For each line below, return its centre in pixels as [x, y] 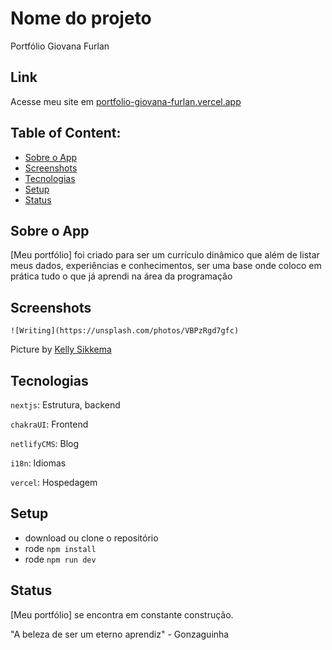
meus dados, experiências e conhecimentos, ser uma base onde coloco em [166, 266]
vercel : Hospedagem [54, 482]
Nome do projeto [81, 18]
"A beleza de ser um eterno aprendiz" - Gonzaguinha [120, 634]
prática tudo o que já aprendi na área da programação [121, 276]
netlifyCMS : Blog [45, 443]
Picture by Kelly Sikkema [61, 349]
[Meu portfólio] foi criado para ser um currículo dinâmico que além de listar [165, 255]
